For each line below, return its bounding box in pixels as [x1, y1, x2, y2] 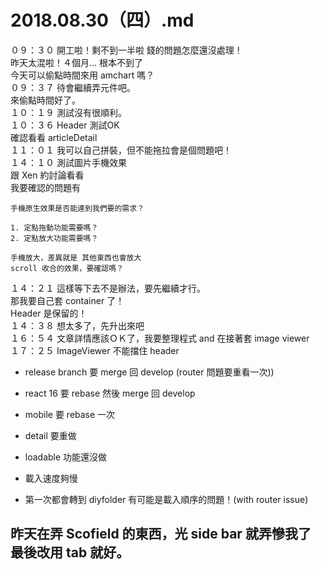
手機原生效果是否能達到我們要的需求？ [10, 203, 145, 213]
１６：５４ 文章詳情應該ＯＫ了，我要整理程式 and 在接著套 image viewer [10, 332, 310, 344]
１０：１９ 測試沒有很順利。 [10, 106, 127, 118]
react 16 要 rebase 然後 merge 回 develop [24, 387, 196, 399]
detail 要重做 [24, 429, 77, 441]
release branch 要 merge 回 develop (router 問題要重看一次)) [24, 366, 275, 378]
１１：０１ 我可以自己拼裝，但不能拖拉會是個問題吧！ [10, 144, 232, 156]
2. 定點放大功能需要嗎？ [10, 233, 99, 243]
